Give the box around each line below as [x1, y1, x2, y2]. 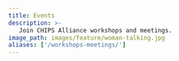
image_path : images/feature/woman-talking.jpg [8, 33, 165, 42]
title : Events [8, 11, 56, 20]
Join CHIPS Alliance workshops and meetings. [18, 26, 173, 34]
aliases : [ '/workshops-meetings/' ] [8, 41, 126, 49]
